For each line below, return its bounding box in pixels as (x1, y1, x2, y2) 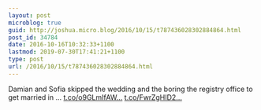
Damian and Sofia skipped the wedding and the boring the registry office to (8, 84, 254, 93)
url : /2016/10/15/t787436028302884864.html (8, 63, 154, 71)
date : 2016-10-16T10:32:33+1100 (8, 41, 114, 49)
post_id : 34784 (8, 33, 58, 42)
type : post (8, 56, 44, 64)
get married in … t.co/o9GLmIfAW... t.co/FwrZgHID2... (8, 92, 183, 102)
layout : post (8, 11, 51, 20)
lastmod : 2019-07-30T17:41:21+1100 (8, 48, 125, 56)
